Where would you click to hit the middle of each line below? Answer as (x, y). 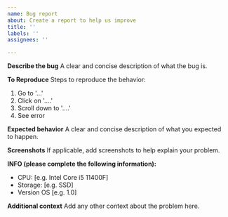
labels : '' (23, 33)
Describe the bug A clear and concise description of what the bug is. (107, 66)
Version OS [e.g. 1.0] (47, 192)
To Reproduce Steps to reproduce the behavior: (76, 80)
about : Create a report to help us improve (72, 20)
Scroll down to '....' (44, 108)
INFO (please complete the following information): (82, 164)
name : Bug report (33, 14)
